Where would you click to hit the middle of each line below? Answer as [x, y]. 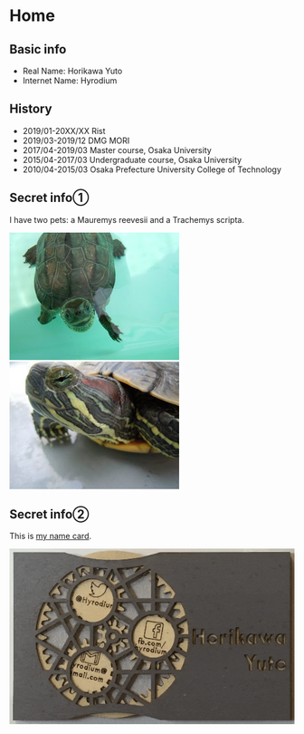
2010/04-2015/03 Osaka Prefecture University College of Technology [152, 169]
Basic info [38, 49]
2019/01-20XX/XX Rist [64, 130]
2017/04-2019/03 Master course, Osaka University [117, 150]
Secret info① [49, 198]
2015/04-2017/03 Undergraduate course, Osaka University [132, 159]
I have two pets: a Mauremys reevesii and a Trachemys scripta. [127, 219]
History [31, 109]
